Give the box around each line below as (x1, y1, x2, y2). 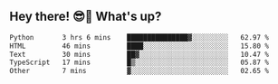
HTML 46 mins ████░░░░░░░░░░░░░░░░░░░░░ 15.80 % (9, 42, 270, 51)
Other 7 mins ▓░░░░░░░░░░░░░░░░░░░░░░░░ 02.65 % (9, 67, 270, 76)
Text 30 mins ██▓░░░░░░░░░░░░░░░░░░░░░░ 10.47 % (9, 50, 270, 59)
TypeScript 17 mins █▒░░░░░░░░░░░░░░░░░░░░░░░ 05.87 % (9, 58, 270, 68)
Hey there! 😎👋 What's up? (9, 9, 162, 24)
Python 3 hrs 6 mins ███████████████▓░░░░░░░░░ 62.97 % (9, 33, 270, 42)
